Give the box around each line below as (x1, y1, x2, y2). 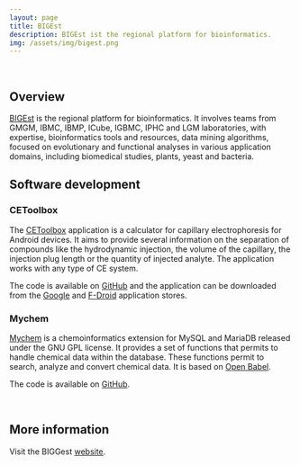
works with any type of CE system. (9, 263, 139, 273)
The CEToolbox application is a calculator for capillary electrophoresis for (9, 224, 282, 235)
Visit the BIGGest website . (9, 446, 106, 457)
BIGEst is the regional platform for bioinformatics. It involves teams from (9, 113, 277, 124)
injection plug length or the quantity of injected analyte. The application (9, 253, 275, 264)
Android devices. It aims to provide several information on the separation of (9, 234, 290, 245)
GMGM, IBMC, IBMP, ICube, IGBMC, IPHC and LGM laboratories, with (9, 122, 267, 133)
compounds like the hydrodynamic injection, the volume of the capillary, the (9, 244, 291, 255)
